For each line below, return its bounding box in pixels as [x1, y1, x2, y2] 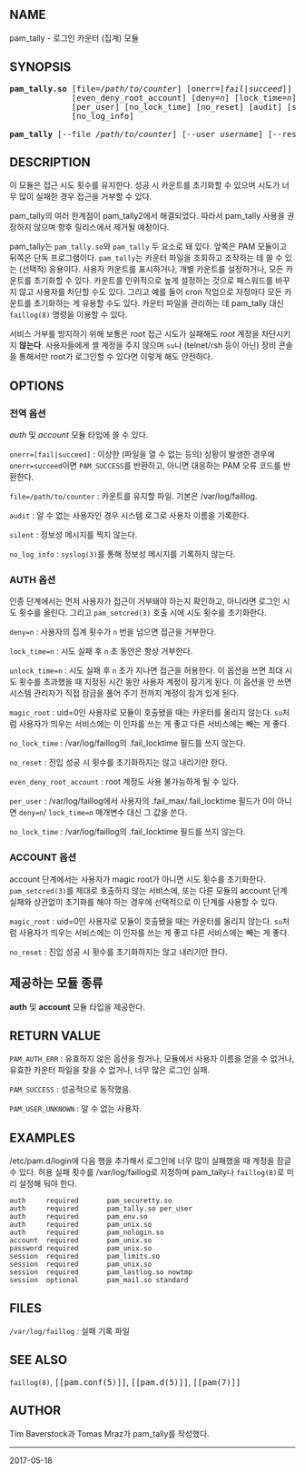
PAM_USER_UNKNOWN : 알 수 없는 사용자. [9, 1103, 143, 1114]
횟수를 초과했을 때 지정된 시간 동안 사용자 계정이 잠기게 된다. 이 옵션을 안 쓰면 [18, 677, 292, 687]
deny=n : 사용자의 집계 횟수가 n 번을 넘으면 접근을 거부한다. [9, 627, 217, 638]
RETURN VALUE [9, 1028, 102, 1043]
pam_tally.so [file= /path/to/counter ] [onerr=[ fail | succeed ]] [9, 84, 292, 94]
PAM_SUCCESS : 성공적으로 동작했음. [9, 1084, 132, 1095]
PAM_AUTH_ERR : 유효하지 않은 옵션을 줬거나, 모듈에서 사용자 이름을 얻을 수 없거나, [9, 1053, 295, 1064]
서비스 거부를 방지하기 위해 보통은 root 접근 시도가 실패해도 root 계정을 [9, 329, 260, 340]
